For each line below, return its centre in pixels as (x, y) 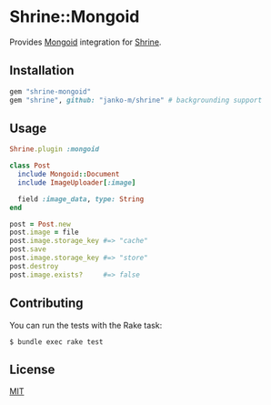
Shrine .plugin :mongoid (55, 149)
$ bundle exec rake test (56, 342)
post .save (28, 249)
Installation (42, 71)
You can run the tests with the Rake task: (86, 325)
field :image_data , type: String (81, 199)
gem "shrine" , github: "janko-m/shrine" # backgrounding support (135, 100)
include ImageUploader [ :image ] (77, 182)
